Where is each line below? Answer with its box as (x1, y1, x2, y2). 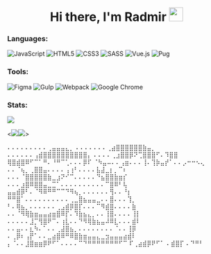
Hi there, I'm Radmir (49, 9, 167, 25)
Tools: (7, 67, 29, 76)
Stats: (7, 100, 28, 110)
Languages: (7, 34, 49, 44)
